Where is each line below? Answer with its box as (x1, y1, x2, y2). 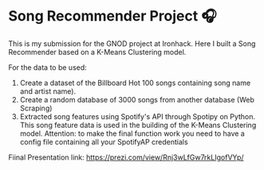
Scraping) (19, 103, 53, 113)
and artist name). (19, 86, 77, 96)
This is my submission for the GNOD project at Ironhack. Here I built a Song (8, 38, 256, 48)
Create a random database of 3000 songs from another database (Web (19, 95, 255, 104)
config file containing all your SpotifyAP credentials (19, 137, 189, 146)
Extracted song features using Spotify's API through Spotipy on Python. (19, 111, 256, 121)
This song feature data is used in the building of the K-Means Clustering (19, 120, 257, 129)
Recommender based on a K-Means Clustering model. (8, 47, 187, 56)
